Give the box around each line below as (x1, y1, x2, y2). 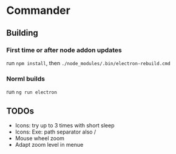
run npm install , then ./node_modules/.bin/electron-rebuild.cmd (6, 59, 171, 66)
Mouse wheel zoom (15, 134, 65, 142)
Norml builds (6, 74, 46, 83)
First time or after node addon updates (6, 46, 123, 54)
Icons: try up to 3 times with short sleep (15, 121, 115, 129)
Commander (6, 4, 71, 18)
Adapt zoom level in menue (15, 141, 84, 148)
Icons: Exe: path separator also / (15, 128, 96, 135)
